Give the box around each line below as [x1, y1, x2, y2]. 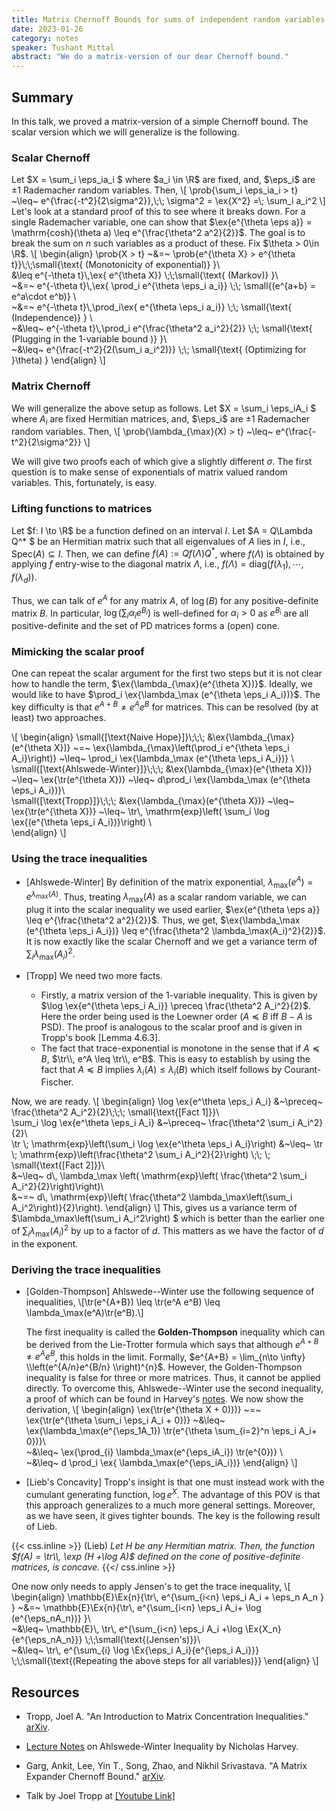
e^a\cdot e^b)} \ [11, 291, 77, 303]
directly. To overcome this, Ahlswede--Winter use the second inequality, [25, 1382, 324, 1395]
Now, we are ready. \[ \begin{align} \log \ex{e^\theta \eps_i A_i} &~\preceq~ [11, 1096, 324, 1108]
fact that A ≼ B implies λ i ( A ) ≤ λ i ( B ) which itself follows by [40, 1063, 283, 1078]
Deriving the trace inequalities [11, 1262, 161, 1276]
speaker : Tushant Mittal [11, 42, 115, 53]
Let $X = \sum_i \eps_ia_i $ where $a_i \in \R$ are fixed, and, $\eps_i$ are [11, 174, 316, 186]
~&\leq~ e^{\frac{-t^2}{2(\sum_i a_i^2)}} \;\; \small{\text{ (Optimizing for [11, 344, 307, 356]
